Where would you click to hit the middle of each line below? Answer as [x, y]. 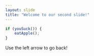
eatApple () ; [27, 34]
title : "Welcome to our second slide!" [48, 15]
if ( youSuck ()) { [24, 29]
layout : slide [20, 10]
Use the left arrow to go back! [36, 48]
